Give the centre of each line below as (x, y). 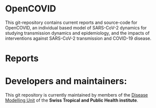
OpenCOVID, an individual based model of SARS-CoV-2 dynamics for (76, 27)
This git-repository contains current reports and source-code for (71, 22)
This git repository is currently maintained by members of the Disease (77, 95)
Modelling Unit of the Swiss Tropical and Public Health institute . (72, 101)
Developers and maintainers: (66, 81)
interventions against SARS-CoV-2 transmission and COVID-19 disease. (78, 38)
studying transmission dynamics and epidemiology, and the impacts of (78, 33)
